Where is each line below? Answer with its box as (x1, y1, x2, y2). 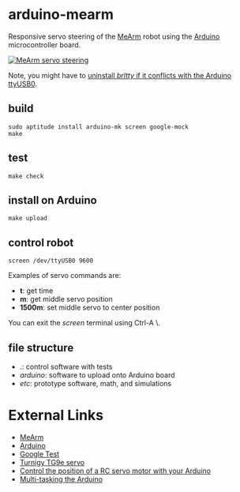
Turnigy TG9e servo (19, 457, 85, 467)
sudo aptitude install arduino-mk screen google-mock (8, 122, 189, 131)
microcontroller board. (8, 39, 81, 49)
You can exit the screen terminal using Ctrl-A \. (8, 318, 160, 328)
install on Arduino (8, 193, 97, 207)
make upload (8, 215, 47, 223)
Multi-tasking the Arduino (19, 474, 103, 483)
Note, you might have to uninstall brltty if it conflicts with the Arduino (8, 70, 231, 80)
